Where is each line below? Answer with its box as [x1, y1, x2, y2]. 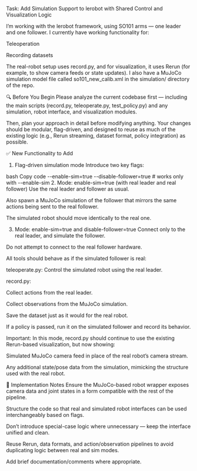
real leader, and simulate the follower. [14, 232, 106, 239]
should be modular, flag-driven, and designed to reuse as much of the [6, 126, 176, 133]
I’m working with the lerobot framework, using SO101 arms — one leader [6, 23, 181, 29]
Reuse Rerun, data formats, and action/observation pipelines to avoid [6, 440, 174, 447]
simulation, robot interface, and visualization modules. [6, 108, 137, 115]
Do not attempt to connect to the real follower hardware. [6, 243, 142, 250]
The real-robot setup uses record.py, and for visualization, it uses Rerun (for [6, 63, 191, 70]
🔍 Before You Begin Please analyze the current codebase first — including [6, 93, 188, 101]
